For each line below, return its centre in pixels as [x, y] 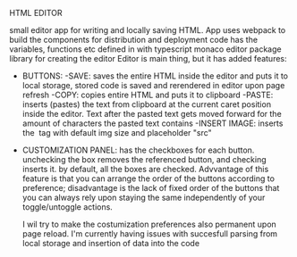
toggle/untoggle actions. [68, 207]
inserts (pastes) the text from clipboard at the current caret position [146, 104]
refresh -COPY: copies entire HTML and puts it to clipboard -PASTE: [148, 95]
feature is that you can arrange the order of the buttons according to [148, 178]
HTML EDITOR [36, 13]
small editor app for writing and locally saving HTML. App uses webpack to [148, 30]
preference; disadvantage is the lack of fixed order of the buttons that [151, 188]
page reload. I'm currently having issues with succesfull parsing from [150, 234]
